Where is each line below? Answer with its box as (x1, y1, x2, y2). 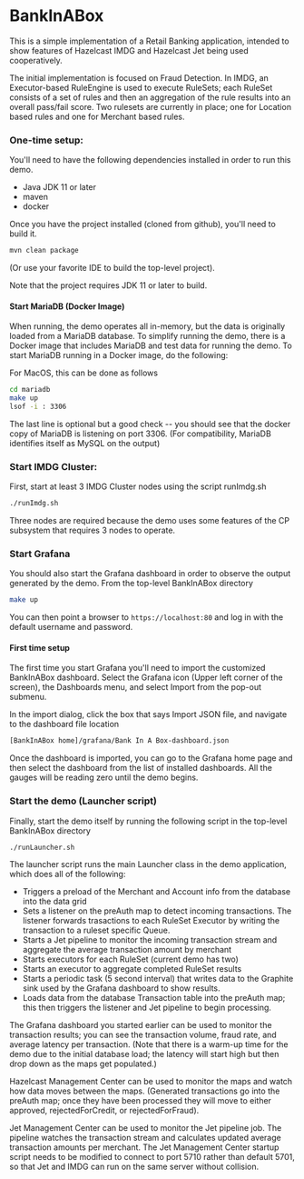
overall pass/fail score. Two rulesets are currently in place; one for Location (9, 101, 292, 112)
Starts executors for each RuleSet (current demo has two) (22, 954, 239, 964)
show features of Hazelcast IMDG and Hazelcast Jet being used (9, 45, 250, 55)
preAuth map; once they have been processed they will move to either (9, 1094, 272, 1105)
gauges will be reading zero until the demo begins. (9, 772, 199, 783)
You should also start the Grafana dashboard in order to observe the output (9, 568, 291, 579)
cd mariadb (9, 385, 51, 395)
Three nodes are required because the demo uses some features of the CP (9, 515, 290, 526)
